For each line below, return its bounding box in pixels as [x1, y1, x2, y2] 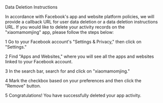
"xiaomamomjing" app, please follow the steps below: [5, 29, 114, 35]
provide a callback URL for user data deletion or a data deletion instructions [5, 19, 158, 25]
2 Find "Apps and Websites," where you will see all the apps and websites [5, 53, 154, 59]
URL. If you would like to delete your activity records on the [5, 24, 125, 30]
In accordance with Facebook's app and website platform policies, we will [5, 14, 155, 19]
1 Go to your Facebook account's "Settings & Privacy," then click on [5, 39, 141, 45]
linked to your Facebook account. [5, 59, 73, 64]
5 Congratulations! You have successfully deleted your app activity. [5, 93, 141, 98]
